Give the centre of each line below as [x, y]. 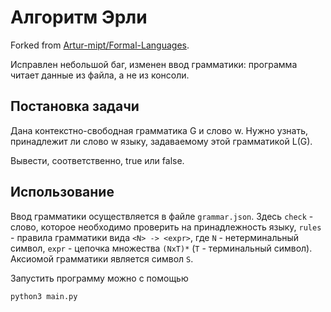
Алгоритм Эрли [79, 17]
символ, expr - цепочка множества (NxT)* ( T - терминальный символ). [161, 248]
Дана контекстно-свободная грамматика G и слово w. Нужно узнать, [159, 130]
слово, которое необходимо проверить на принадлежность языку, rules [166, 227]
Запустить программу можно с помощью [99, 278]
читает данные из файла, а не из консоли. [100, 75]
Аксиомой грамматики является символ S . [102, 258]
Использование [62, 192]
